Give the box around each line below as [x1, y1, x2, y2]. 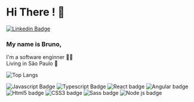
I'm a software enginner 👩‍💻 [6, 54, 73, 61]
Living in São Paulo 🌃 [6, 60, 58, 67]
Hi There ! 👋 [6, 5, 65, 19]
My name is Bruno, [6, 40, 62, 48]
